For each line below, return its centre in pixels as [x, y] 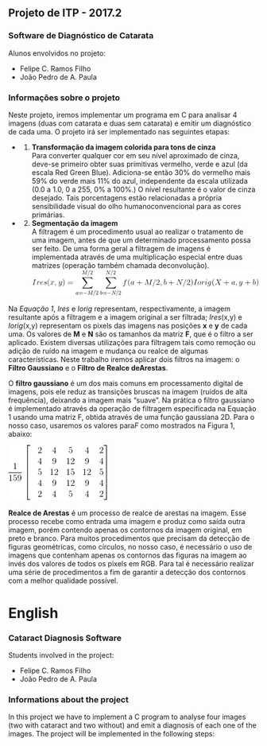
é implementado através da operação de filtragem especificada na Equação [132, 409]
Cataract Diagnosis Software [65, 638]
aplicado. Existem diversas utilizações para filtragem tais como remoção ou [132, 343]
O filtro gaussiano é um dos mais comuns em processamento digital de [126, 383]
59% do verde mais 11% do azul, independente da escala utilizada [139, 181]
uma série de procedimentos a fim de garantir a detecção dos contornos [127, 573]
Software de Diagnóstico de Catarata [81, 36]
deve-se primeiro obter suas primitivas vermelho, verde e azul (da [139, 164]
